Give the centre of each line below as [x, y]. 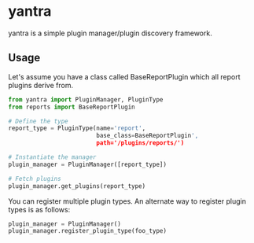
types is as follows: [39, 209]
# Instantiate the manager [52, 157]
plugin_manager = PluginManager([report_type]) [88, 164]
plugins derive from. [40, 85]
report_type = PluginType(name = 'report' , [77, 128]
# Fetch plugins [35, 179]
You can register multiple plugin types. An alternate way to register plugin [127, 201]
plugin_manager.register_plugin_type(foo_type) [88, 231]
